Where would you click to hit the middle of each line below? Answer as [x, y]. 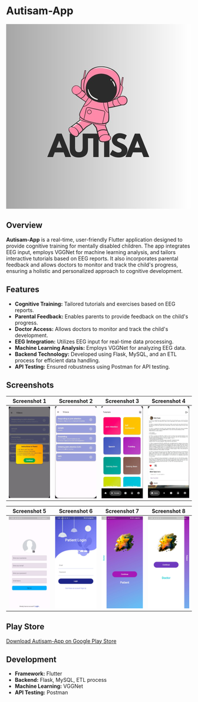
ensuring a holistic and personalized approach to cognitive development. [95, 271]
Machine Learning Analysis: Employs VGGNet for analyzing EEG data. [100, 347]
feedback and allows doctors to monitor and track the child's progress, [92, 265]
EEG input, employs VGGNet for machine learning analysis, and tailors [91, 252]
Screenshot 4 [169, 401]
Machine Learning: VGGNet [49, 686]
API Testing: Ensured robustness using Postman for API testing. [92, 366]
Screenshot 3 [122, 401]
